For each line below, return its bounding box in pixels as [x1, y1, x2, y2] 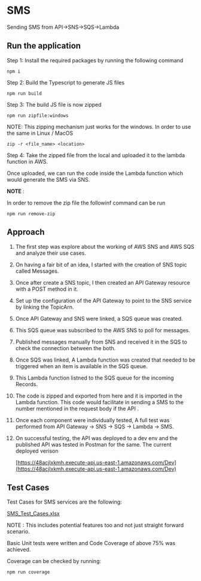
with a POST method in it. [15, 285, 78, 293]
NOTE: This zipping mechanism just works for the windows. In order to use [7, 123, 191, 130]
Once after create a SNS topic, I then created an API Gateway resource [15, 279, 190, 286]
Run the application [7, 41, 81, 51]
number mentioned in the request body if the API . [15, 405, 139, 412]
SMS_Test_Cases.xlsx [7, 510, 60, 517]
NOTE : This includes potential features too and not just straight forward [7, 522, 184, 529]
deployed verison [15, 447, 59, 454]
